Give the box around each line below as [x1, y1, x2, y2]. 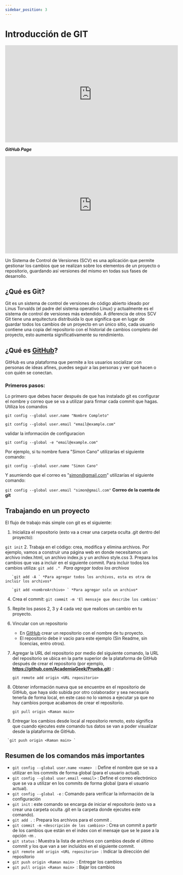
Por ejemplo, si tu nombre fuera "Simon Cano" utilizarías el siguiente [5, 449, 145, 455]
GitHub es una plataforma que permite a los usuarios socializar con [5, 359, 142, 365]
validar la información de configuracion [5, 430, 85, 437]
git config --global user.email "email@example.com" [5, 422, 116, 427]
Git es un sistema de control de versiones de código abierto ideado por [5, 301, 149, 306]
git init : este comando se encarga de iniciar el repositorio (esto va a [12, 801, 156, 807]
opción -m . [12, 833, 36, 839]
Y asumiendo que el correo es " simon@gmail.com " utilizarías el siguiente [5, 472, 154, 478]
